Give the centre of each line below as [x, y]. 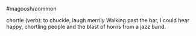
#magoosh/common [31, 9]
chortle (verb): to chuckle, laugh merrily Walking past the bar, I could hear [98, 20]
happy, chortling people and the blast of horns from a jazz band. [86, 27]
